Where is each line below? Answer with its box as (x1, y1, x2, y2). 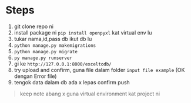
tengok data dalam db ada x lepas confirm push (14, 78, 130, 85)
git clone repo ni (14, 23, 54, 30)
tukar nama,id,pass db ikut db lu (14, 35, 92, 42)
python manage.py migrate (14, 49, 78, 54)
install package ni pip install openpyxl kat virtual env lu (14, 29, 152, 36)
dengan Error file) (14, 73, 57, 80)
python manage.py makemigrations (14, 42, 96, 49)
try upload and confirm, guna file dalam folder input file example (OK (14, 66, 185, 73)
